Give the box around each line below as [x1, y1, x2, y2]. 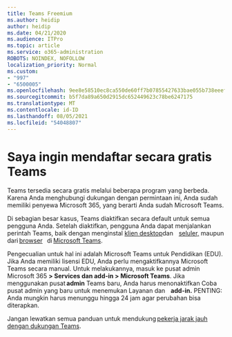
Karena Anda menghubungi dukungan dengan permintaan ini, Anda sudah [7, 194, 218, 202]
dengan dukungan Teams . [7, 322, 81, 330]
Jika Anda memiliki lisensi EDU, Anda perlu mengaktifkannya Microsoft [7, 257, 209, 266]
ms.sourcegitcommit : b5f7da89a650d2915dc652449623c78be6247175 [7, 94, 193, 101]
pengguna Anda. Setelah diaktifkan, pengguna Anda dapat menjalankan [7, 222, 212, 230]
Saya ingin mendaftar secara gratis [7, 149, 212, 164]
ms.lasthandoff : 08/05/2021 [7, 113, 88, 119]
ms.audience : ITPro [7, 36, 64, 43]
